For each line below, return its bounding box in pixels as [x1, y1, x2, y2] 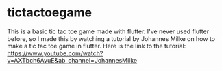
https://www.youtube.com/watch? [7, 49, 103, 57]
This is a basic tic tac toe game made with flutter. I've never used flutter [7, 27, 210, 35]
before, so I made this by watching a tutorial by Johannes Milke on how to [7, 34, 216, 42]
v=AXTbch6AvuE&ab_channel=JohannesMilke [7, 56, 138, 64]
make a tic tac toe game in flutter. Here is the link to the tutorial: [7, 42, 186, 50]
